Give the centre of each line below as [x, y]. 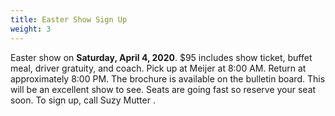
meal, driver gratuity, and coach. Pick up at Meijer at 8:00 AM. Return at [158, 68]
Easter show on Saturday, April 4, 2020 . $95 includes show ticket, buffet [161, 57]
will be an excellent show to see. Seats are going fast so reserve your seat [163, 89]
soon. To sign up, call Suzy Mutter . [83, 100]
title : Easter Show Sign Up [69, 19]
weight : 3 [31, 29]
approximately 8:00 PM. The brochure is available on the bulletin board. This [168, 78]
